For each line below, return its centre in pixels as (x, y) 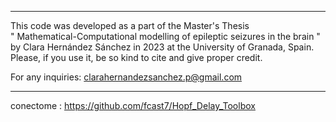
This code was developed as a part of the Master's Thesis (130, 25)
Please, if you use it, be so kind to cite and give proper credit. (136, 57)
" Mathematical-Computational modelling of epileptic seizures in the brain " (165, 36)
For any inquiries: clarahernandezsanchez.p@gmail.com (126, 77)
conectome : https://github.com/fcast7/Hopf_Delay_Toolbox (133, 105)
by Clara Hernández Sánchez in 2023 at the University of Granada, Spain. (162, 47)
